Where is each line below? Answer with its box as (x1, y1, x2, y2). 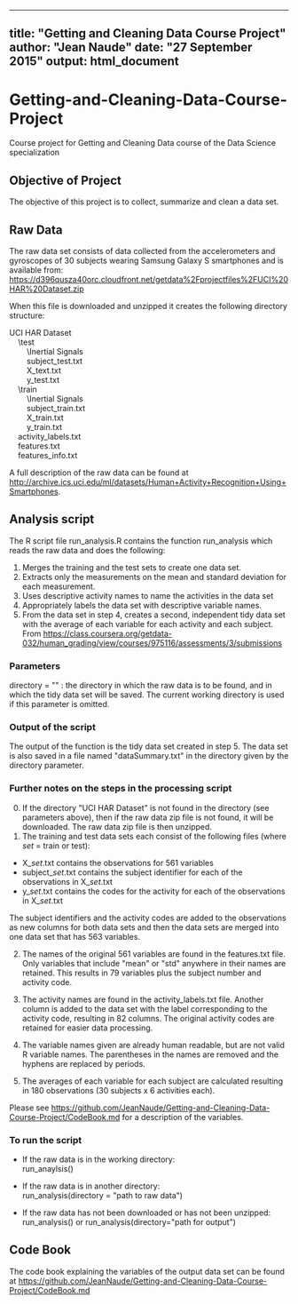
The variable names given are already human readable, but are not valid (21, 1039, 286, 1050)
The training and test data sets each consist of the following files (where (21, 831, 286, 841)
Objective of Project (9, 172, 122, 187)
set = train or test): (21, 840, 90, 851)
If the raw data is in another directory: (21, 1181, 161, 1191)
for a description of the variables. (122, 1111, 244, 1122)
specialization (9, 147, 60, 158)
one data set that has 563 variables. (9, 931, 140, 942)
